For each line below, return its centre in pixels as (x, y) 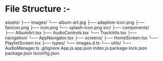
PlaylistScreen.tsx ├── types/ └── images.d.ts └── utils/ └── (68, 43)
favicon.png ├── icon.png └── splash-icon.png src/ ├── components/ (77, 27)
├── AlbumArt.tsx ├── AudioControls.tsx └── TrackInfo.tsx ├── (71, 32)
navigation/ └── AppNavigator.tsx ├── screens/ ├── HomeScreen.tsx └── (81, 38)
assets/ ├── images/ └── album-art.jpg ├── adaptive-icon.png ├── (75, 22)
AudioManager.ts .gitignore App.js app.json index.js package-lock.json (76, 48)
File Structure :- (38, 9)
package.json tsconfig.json (32, 53)
